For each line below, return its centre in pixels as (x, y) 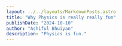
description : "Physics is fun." (46, 34)
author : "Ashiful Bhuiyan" (40, 28)
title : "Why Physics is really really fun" (61, 17)
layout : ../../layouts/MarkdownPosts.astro (61, 12)
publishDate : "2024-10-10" (40, 23)
